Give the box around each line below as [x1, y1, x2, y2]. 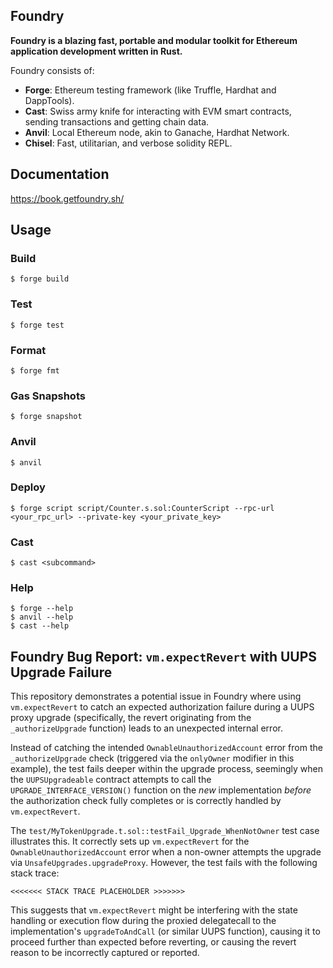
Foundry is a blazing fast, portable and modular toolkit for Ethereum [10, 34, 298, 46]
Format [10, 343, 47, 357]
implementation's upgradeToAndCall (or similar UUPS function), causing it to [10, 925, 321, 938]
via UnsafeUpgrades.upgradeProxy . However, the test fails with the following [10, 857, 318, 869]
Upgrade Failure [10, 664, 113, 681]
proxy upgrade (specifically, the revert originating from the [10, 712, 252, 724]
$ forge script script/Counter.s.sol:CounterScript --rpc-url [10, 503, 275, 513]
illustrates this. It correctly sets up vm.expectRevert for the [10, 835, 250, 848]
